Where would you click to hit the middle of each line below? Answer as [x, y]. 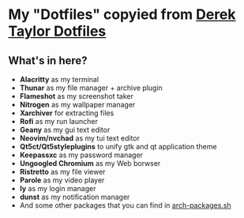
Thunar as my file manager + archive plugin [91, 88]
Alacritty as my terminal [59, 79]
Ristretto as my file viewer [62, 172]
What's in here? [48, 60]
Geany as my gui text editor [65, 130]
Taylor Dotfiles [57, 31]
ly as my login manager [58, 188]
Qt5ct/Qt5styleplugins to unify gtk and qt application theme [118, 147]
